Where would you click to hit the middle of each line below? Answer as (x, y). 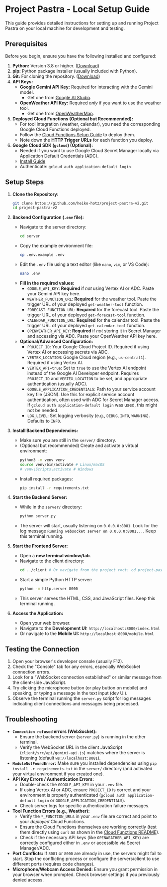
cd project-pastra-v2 (35, 208)
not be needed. (43, 410)
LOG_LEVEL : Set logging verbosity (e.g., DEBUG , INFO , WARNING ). (88, 416)
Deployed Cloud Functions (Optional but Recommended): (73, 119)
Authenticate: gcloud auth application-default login (75, 166)
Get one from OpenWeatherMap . (61, 113)
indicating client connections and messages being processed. (76, 703)
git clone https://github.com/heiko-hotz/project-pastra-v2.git (80, 203)
